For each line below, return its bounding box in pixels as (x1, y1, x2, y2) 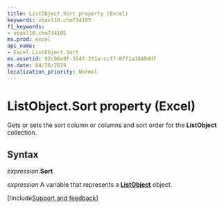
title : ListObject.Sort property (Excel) (7, 10, 129, 17)
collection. (7, 128, 37, 137)
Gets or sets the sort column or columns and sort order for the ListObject (7, 121, 217, 129)
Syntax (7, 149, 39, 160)
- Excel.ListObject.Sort (7, 49, 79, 56)
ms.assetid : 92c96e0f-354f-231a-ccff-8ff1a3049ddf (7, 56, 157, 62)
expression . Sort (7, 167, 53, 176)
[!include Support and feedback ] (7, 194, 98, 202)
